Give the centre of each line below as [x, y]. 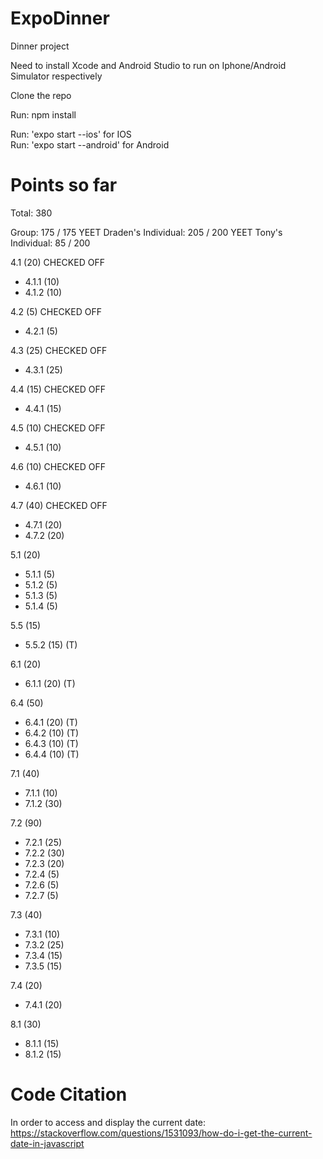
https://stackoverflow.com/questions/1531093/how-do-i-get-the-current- [161, 1133]
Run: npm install [43, 114]
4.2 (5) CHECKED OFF [56, 311]
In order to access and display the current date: [108, 1122]
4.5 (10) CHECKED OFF [58, 428]
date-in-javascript [47, 1143]
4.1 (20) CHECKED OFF [57, 262]
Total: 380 [31, 213]
